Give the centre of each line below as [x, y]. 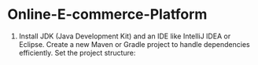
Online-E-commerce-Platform [107, 14]
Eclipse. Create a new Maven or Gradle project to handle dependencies [134, 44]
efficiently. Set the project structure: [77, 52]
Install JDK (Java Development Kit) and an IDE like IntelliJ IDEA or [125, 36]
